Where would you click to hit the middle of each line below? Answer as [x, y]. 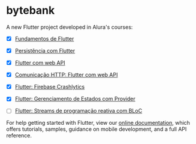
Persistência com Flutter [45, 51]
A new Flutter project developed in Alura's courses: [70, 27]
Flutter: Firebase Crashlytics [50, 87]
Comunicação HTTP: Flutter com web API [66, 75]
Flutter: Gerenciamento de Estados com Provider [75, 99]
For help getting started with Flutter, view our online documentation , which [98, 123]
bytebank [31, 10]
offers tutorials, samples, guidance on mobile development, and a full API [97, 129]
